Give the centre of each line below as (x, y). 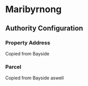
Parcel (13, 67)
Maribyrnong (34, 9)
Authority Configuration (44, 28)
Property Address (28, 43)
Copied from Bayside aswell (35, 78)
